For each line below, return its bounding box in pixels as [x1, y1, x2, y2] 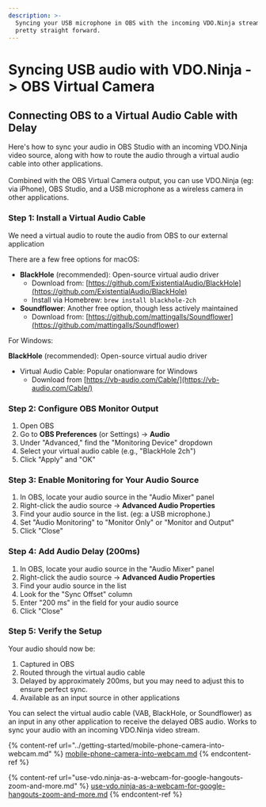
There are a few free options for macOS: [8, 254, 140, 264]
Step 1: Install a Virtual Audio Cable [8, 212, 146, 224]
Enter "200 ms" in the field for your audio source [19, 598, 179, 607]
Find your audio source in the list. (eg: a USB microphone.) [19, 509, 211, 519]
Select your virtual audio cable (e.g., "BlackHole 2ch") [19, 446, 196, 456]
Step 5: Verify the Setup [8, 625, 103, 637]
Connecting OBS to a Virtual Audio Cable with [8, 109, 238, 122]
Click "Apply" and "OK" [19, 454, 97, 464]
